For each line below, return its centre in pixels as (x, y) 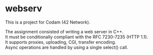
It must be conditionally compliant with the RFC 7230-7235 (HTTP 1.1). (77, 37)
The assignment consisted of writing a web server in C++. (64, 31)
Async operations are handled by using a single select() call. (67, 47)
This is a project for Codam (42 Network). (48, 22)
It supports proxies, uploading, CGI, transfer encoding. (61, 42)
